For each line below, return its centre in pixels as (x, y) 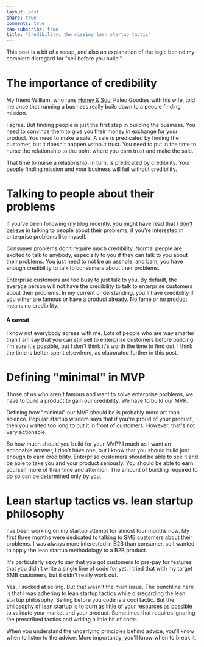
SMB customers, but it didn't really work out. (62, 575)
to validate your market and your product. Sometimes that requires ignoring (101, 613)
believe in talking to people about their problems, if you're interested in (95, 230)
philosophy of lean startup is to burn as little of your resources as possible (100, 606)
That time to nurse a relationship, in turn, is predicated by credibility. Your (98, 163)
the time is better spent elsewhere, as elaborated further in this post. (92, 353)
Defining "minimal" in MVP (76, 378)
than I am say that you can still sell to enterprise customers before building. (100, 340)
